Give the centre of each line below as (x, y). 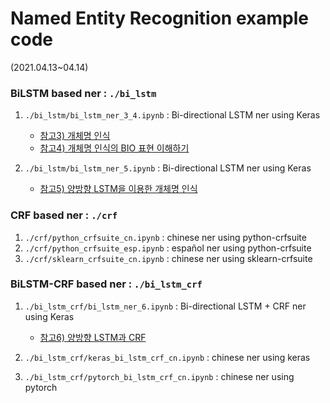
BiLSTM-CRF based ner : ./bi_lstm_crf (106, 284)
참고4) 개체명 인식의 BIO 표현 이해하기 (114, 148)
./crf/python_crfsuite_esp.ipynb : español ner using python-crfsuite (168, 248)
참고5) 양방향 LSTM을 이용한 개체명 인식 (118, 189)
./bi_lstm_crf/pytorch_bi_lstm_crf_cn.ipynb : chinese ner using (159, 376)
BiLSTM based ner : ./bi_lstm (83, 93)
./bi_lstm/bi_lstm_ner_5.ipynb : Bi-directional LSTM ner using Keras (168, 168)
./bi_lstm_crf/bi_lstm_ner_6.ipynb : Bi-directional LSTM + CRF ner (165, 306)
